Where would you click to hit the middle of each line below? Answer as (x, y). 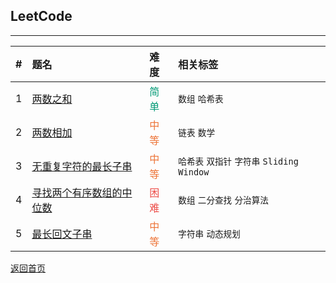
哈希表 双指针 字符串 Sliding (238, 161)
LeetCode (41, 16)
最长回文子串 (62, 234)
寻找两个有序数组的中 (82, 192)
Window (194, 172)
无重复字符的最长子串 (82, 166)
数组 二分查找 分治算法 (223, 200)
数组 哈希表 (201, 98)
